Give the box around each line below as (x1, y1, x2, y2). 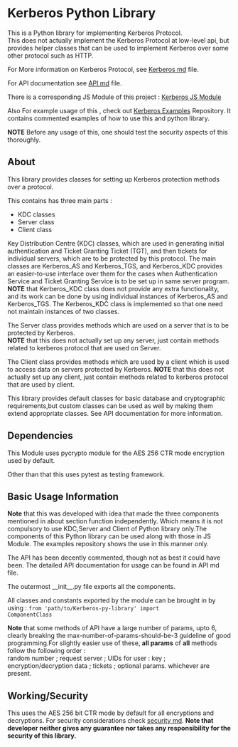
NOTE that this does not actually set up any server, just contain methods (7, 336, 220, 345)
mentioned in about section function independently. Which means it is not (7, 517, 223, 526)
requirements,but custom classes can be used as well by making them (7, 401, 213, 410)
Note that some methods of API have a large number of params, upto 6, (7, 624, 217, 632)
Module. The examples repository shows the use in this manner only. (7, 540, 209, 548)
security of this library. (7, 731, 77, 740)
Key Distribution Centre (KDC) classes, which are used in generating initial (7, 239, 225, 247)
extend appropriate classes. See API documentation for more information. (7, 409, 223, 417)
